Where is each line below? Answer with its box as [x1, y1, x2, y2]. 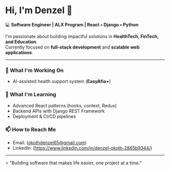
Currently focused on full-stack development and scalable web [5, 44, 140, 50]
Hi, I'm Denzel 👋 [5, 5, 73, 16]
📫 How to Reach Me [5, 126, 56, 133]
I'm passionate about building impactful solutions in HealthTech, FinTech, [5, 33, 159, 39]
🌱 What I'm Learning [5, 91, 57, 98]
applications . [5, 49, 33, 55]
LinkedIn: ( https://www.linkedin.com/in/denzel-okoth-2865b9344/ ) [12, 145, 153, 151]
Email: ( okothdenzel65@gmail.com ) [12, 139, 87, 146]
